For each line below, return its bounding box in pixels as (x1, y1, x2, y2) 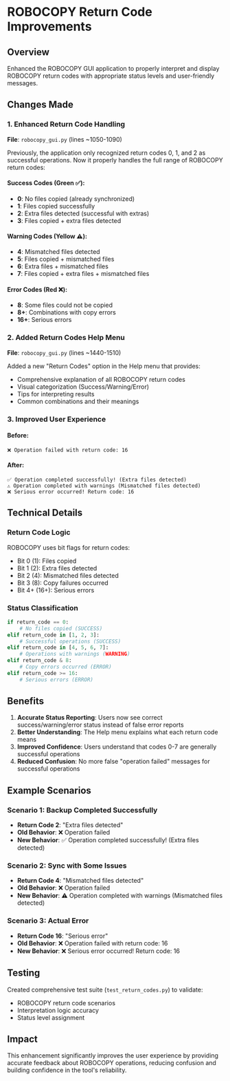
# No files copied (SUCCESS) (19, 625, 103, 632)
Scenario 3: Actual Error (7, 916, 89, 925)
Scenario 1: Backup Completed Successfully (7, 805, 158, 815)
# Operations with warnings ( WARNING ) (19, 651, 130, 658)
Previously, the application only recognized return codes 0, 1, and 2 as (7, 149, 206, 157)
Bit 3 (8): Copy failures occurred (16, 579, 108, 587)
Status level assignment (16, 1013, 85, 1022)
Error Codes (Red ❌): (7, 285, 67, 293)
